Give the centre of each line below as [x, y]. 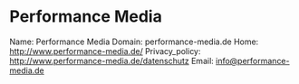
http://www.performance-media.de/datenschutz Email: [112, 61]
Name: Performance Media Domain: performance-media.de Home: [134, 42]
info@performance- [253, 61]
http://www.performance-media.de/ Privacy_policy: [105, 51]
